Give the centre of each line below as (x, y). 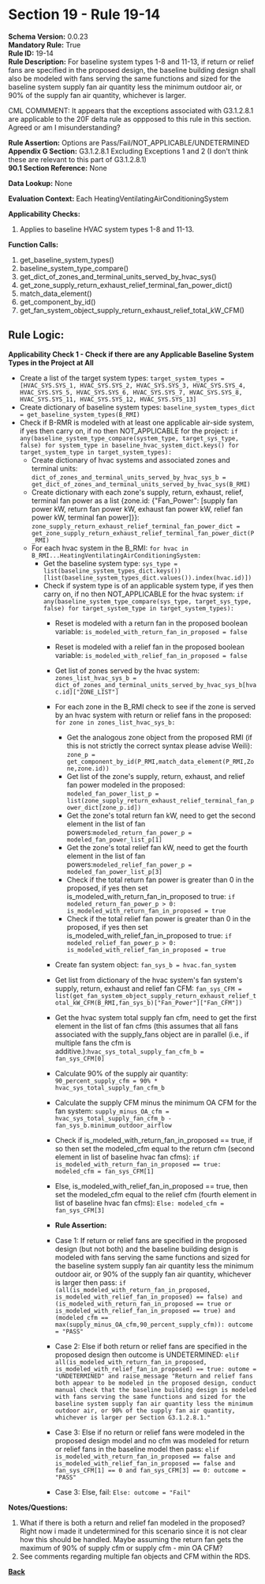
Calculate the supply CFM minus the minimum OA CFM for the (156, 1102)
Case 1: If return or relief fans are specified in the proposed (151, 1240)
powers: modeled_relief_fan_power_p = (129, 864)
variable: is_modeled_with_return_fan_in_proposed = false (151, 631)
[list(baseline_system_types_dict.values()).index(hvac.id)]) (147, 578)
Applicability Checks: (44, 214)
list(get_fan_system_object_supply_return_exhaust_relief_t (156, 996)
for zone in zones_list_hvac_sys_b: (115, 722)
